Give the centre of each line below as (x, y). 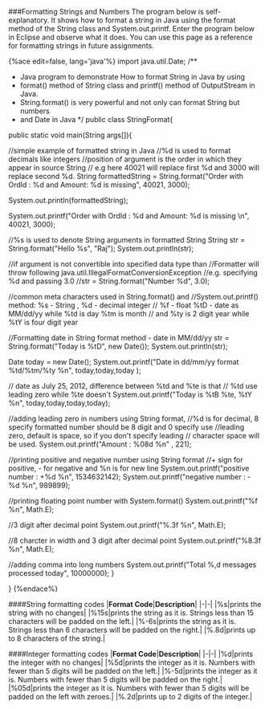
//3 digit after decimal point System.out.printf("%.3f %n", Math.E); (117, 525)
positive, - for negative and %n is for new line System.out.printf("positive (129, 468)
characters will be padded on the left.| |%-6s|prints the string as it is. (122, 621)
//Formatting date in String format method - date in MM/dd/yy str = (119, 338)
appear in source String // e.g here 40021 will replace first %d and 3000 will (134, 167)
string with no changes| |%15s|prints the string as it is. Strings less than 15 (131, 613)
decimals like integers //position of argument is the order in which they (125, 159)
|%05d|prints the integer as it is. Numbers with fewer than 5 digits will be (129, 688)
